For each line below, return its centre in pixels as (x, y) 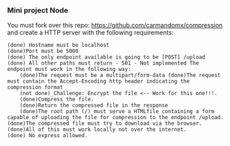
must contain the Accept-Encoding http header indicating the (98, 81)
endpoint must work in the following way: (69, 70)
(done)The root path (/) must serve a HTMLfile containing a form (117, 112)
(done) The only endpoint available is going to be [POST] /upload (106, 57)
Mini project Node (38, 10)
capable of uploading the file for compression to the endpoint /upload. (116, 118)
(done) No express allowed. (48, 136)
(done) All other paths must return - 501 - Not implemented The (103, 63)
